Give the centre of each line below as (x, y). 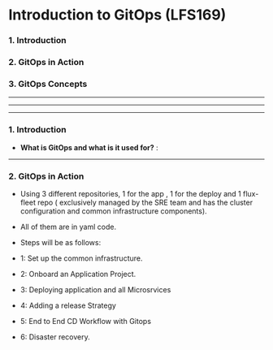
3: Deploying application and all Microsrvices (95, 289)
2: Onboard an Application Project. (78, 274)
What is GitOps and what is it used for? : (89, 147)
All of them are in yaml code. (68, 227)
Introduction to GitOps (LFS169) (117, 15)
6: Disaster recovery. (55, 337)
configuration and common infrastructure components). (113, 211)
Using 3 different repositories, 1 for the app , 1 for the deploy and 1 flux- (139, 193)
